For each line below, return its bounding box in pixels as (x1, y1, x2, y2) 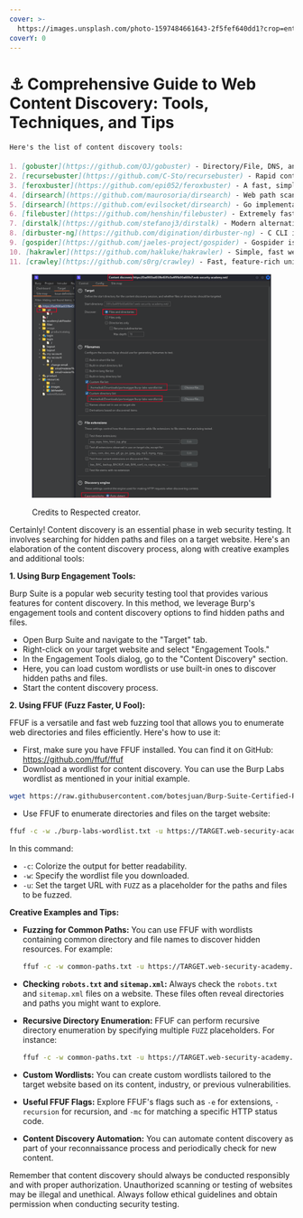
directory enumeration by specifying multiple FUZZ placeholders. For (22, 1025, 275, 1036)
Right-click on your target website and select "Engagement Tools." (22, 644, 271, 655)
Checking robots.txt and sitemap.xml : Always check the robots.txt (22, 978, 278, 989)
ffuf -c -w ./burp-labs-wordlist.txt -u (9, 827, 164, 836)
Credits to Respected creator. (32, 507, 142, 518)
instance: (22, 1034, 57, 1045)
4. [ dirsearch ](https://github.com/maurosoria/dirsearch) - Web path (9, 191, 277, 200)
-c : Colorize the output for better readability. (22, 860, 188, 871)
